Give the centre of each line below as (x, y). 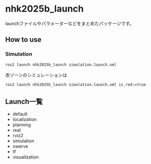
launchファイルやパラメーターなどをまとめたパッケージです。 (70, 23)
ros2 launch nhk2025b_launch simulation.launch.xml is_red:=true (75, 85)
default (20, 114)
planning (22, 125)
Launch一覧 (24, 101)
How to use (23, 40)
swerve (20, 146)
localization (25, 119)
